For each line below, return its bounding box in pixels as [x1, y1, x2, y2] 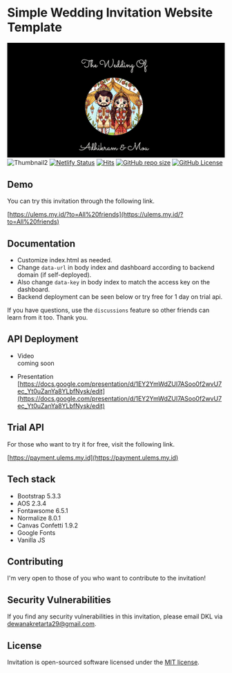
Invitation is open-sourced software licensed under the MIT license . [7, 658, 200, 666]
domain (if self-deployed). [17, 271, 92, 279]
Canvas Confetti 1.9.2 [17, 521, 78, 529]
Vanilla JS [17, 536, 46, 544]
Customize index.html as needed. [17, 256, 113, 264]
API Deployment [7, 333, 79, 345]
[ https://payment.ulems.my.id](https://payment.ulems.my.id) [7, 453, 179, 462]
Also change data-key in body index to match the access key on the [17, 278, 211, 286]
